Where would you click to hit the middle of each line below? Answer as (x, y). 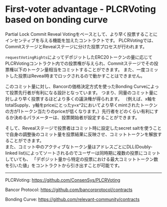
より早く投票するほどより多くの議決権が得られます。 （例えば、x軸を (85, 99)
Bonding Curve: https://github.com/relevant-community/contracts (73, 199)
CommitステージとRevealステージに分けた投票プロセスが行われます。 (75, 46)
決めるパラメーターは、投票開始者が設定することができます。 (77, 117)
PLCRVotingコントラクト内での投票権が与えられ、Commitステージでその (80, 63)
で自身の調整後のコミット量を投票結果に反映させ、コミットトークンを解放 (81, 134)
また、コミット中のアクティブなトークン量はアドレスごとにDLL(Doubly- (79, 147)
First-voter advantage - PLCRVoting (81, 9)
